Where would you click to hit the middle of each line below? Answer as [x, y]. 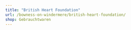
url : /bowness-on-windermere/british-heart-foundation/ [65, 15]
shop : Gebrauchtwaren [28, 19]
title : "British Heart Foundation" [43, 10]
